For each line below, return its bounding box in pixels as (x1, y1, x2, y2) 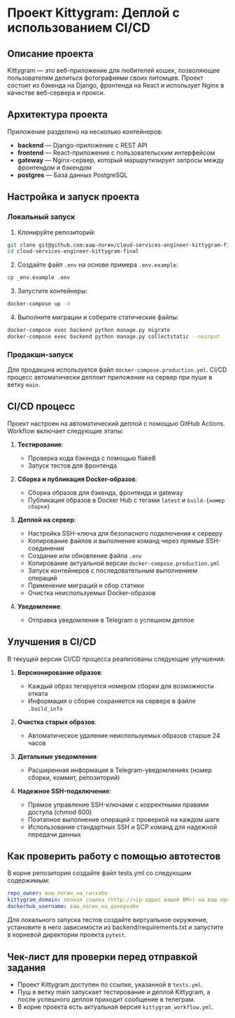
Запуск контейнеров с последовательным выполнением (27, 566, 198, 575)
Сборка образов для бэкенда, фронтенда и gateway (27, 488, 183, 496)
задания (7, 961, 46, 974)
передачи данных (27, 830, 82, 838)
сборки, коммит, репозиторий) (27, 773, 120, 781)
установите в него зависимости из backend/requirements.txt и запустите (7, 923, 224, 932)
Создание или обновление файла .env (27, 551, 142, 559)
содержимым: (7, 877, 50, 885)
